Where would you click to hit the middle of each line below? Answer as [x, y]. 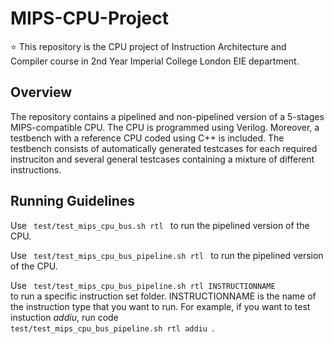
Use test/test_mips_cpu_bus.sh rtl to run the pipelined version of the [160, 225]
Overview [41, 92]
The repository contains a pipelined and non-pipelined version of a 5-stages [167, 116]
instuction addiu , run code [64, 317]
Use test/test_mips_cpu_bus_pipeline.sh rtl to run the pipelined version [167, 255]
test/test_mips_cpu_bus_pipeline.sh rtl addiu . [112, 328]
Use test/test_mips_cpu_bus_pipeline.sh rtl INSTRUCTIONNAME [143, 285]
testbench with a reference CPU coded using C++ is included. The [147, 138]
